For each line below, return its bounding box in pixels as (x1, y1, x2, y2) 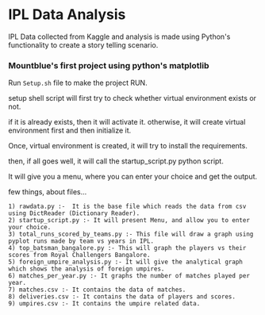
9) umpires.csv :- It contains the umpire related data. (8, 300, 201, 308)
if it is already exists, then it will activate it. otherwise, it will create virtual (8, 117, 246, 127)
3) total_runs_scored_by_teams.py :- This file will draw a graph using (8, 230, 254, 239)
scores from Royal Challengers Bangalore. (8, 252, 151, 259)
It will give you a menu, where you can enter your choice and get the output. (8, 172, 258, 182)
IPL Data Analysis (8, 6, 126, 24)
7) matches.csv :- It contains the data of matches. (8, 286, 186, 294)
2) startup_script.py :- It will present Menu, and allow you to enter (8, 217, 250, 225)
